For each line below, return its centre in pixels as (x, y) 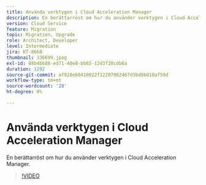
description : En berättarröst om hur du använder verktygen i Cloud (96, 18)
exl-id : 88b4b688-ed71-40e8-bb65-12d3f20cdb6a (67, 63)
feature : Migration (31, 29)
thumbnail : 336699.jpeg (37, 58)
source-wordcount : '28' (37, 86)
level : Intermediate (33, 47)
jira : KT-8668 (25, 52)
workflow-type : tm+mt (34, 80)
